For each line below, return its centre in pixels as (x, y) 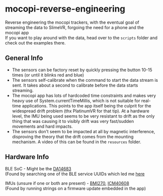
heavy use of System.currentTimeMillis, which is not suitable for (76, 101)
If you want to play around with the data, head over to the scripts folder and (81, 38)
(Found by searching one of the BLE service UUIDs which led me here (75, 174)
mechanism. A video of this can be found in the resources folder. (77, 142)
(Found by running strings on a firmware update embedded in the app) (76, 188)
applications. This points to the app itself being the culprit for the (87, 106)
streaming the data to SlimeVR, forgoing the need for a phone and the (74, 27)
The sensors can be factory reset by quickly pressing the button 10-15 (82, 70)
